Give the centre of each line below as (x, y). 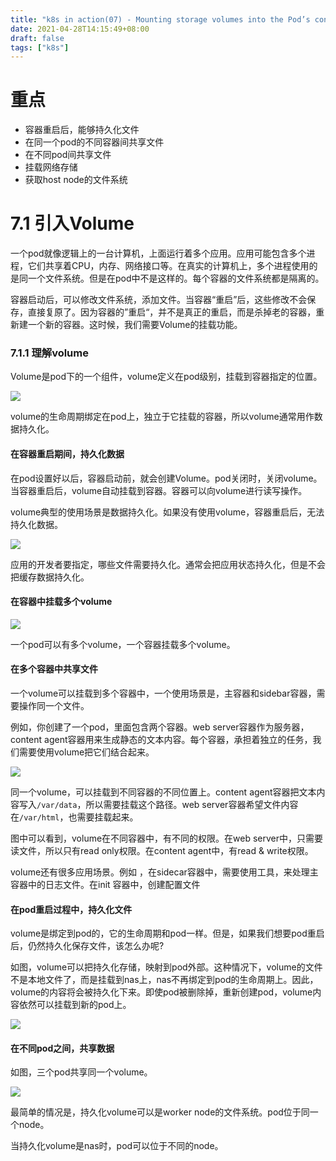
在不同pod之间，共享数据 (62, 1048)
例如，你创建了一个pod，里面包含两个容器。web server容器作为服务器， (160, 727)
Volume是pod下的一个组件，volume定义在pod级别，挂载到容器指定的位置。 (166, 377)
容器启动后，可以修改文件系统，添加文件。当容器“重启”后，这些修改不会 (159, 300)
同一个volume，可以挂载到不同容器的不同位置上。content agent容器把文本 (163, 792)
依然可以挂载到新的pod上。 (75, 1005)
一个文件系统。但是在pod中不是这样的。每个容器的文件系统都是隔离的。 (176, 278)
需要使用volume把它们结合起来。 (86, 752)
